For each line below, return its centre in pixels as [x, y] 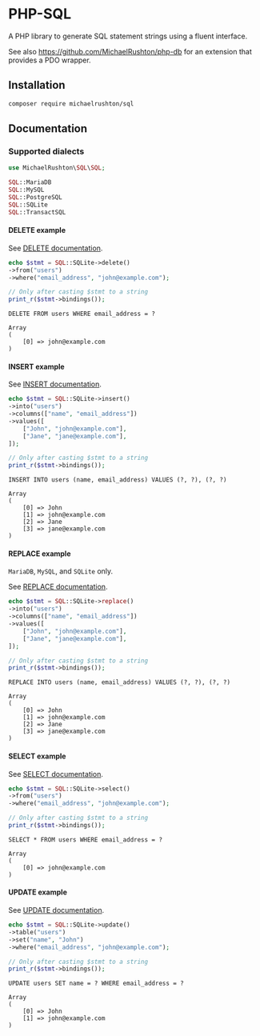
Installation [37, 85]
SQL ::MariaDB [30, 182]
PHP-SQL [40, 14]
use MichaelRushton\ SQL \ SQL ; [57, 168]
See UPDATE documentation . [56, 910]
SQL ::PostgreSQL [35, 197]
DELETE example [37, 230]
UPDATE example [38, 892]
